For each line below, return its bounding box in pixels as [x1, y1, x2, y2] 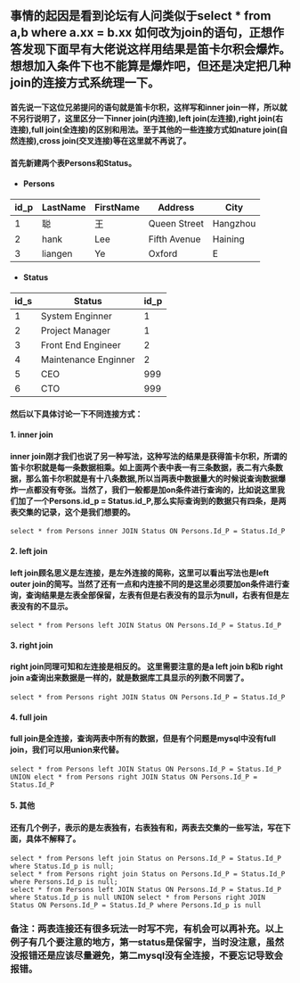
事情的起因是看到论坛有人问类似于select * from [10, 8, 272, 24]
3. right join [10, 640, 53, 650]
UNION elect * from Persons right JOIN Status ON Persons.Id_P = [10, 772, 257, 781]
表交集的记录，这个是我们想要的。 [10, 507, 135, 517]
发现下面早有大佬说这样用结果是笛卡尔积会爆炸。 [21, 42, 291, 57]
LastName [41, 201, 86, 213]
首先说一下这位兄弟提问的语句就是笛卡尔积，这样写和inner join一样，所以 [10, 102, 280, 112]
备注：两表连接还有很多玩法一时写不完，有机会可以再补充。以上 [10, 922, 284, 935]
